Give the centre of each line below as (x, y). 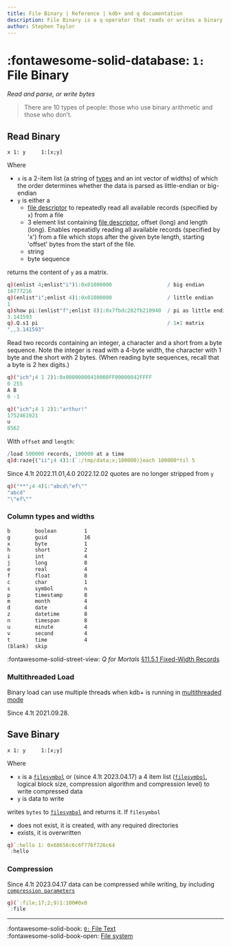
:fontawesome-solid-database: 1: (106, 60)
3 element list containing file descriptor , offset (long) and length (118, 222)
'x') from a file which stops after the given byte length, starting (116, 237)
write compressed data (50, 791)
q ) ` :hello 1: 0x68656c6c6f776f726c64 (61, 845)
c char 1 (47, 582)
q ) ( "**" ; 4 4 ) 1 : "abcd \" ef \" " (47, 486)
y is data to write (41, 798)
